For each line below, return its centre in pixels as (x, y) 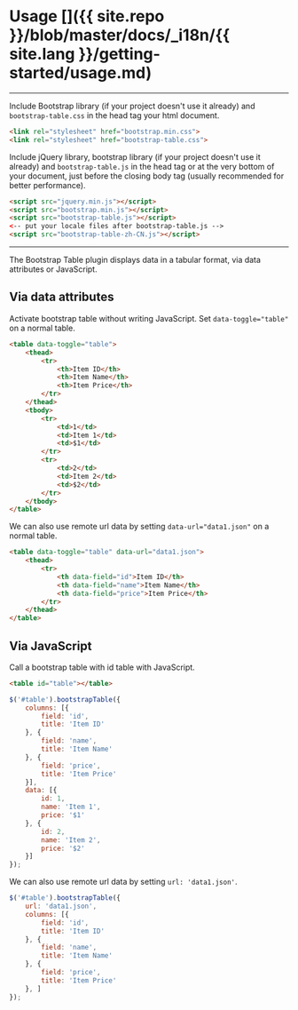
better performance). (47, 185)
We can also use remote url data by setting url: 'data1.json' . (123, 882)
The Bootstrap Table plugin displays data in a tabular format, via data (135, 260)
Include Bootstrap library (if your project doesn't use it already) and (132, 106)
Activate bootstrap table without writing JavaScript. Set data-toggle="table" (149, 318)
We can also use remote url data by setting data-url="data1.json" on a (139, 527)
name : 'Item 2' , (71, 840)
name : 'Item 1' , (71, 807)
